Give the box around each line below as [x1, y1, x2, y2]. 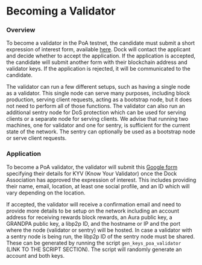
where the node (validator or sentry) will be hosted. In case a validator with [6, 226, 193, 234]
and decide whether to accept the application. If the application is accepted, [6, 53, 196, 60]
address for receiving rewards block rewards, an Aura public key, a [6, 213, 173, 221]
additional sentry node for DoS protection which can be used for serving [6, 109, 186, 116]
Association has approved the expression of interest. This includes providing [6, 176, 197, 184]
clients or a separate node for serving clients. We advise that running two [6, 115, 189, 123]
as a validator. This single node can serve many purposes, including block [6, 89, 190, 97]
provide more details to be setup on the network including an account [6, 207, 180, 214]
